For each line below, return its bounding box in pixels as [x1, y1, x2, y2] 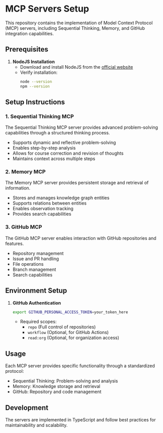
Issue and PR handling [12, 256, 59, 262]
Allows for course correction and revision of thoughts [12, 150, 124, 157]
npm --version [20, 84, 50, 89]
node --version [20, 79, 52, 84]
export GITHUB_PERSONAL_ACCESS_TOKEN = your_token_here [12, 309, 128, 315]
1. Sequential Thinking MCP [5, 113, 74, 120]
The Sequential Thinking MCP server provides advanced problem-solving [5, 124, 158, 130]
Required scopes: [20, 319, 57, 325]
